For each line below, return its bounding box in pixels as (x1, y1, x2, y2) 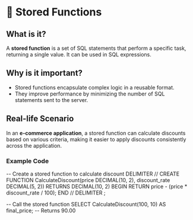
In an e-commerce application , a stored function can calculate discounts (6, 129, 186, 136)
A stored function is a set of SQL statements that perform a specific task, (6, 44, 186, 52)
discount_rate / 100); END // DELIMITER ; (6, 189, 106, 196)
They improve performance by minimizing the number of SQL (14, 90, 165, 97)
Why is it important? (6, 68, 83, 78)
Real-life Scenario (6, 114, 74, 124)
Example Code (6, 157, 49, 165)
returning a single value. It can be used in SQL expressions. (6, 51, 151, 58)
